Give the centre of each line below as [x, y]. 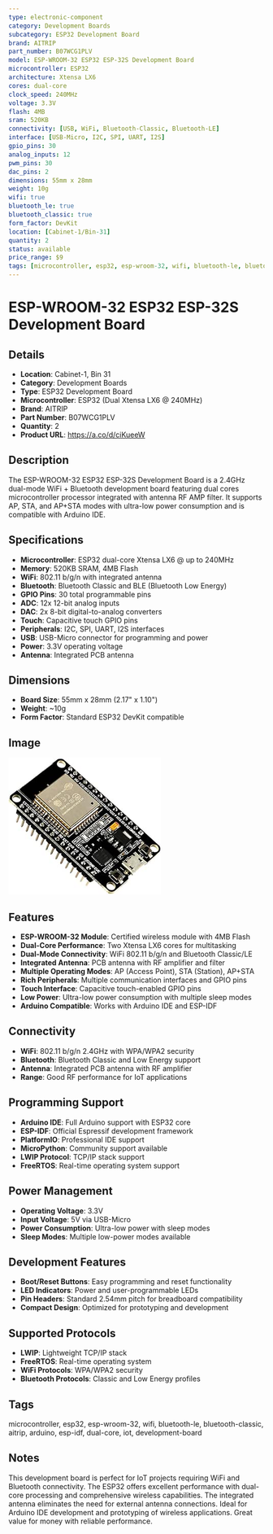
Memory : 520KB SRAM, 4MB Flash [79, 568]
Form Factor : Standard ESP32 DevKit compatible [102, 717]
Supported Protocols [62, 1333]
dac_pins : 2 [28, 172]
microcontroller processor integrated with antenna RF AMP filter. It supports [135, 497]
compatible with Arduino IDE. [57, 514]
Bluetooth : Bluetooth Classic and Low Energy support [110, 1060]
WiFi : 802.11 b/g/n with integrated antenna [91, 577]
